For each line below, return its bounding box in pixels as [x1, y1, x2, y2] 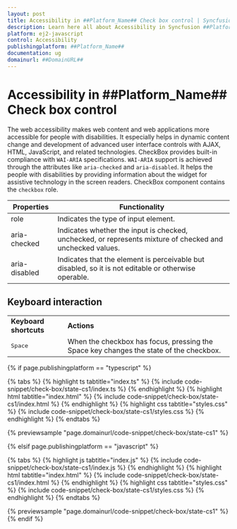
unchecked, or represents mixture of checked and [57, 234, 224, 244]
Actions [67, 321, 95, 331]
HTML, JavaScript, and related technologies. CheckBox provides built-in [7, 148, 217, 156]
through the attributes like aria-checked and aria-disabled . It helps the [7, 162, 213, 171]
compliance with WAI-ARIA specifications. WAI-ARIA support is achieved [7, 155, 213, 163]
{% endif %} [7, 514, 44, 523]
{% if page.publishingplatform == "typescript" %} [7, 363, 152, 372]
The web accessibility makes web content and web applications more [7, 125, 209, 133]
